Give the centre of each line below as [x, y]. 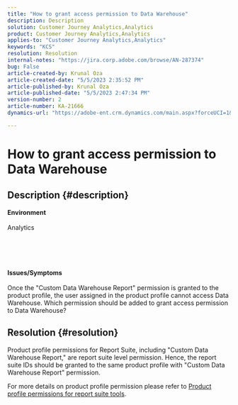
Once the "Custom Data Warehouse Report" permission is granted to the [113, 287]
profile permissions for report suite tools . [67, 394]
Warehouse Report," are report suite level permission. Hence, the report [112, 357]
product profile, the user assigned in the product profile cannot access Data [118, 295]
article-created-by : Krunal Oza [55, 73]
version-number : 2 [34, 100]
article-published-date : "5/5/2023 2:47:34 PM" [79, 93]
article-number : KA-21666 [45, 106]
